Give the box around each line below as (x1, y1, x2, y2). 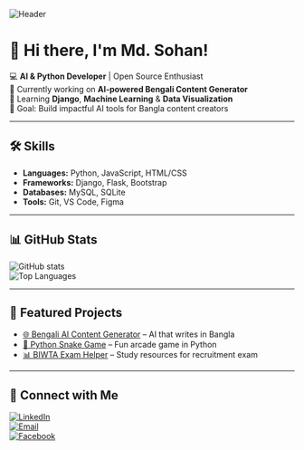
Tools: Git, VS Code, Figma (22, 196, 125, 207)
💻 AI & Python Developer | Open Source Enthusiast (9, 71, 204, 81)
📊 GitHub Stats (9, 232, 98, 248)
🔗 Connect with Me (9, 388, 119, 403)
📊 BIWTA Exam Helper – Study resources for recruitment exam (22, 349, 258, 360)
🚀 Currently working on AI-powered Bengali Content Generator (9, 83, 249, 94)
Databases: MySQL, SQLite (22, 187, 126, 197)
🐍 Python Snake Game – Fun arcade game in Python (22, 340, 217, 350)
